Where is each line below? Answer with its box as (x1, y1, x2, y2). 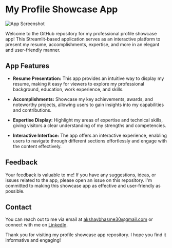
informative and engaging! (5, 237, 61, 243)
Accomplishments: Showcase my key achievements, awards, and (12, 96, 153, 102)
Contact (5, 202, 32, 211)
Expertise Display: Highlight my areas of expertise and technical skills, (12, 117, 163, 123)
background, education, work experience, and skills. (12, 86, 124, 92)
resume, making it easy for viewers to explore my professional (12, 80, 145, 87)
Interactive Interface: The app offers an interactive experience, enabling (12, 132, 167, 138)
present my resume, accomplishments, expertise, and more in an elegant (5, 41, 160, 47)
